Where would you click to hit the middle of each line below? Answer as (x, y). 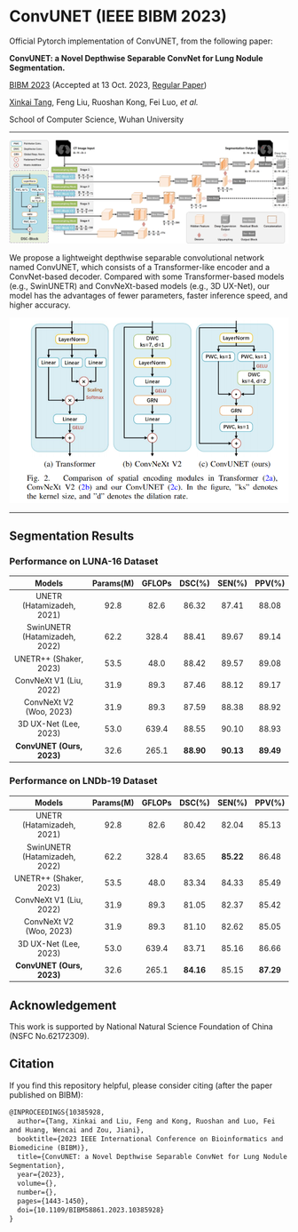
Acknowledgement (63, 1005)
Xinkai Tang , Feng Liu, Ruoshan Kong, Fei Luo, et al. (104, 102)
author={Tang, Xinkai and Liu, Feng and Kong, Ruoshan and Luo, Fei (146, 1121)
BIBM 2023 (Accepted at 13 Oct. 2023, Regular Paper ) (108, 84)
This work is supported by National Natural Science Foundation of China (141, 1027)
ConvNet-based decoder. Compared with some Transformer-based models (147, 276)
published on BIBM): (47, 1094)
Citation (32, 1064)
